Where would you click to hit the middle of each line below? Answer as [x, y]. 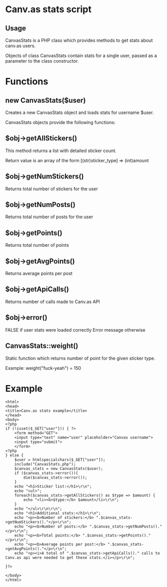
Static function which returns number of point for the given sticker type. [80, 358]
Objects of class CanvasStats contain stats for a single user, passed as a [81, 55]
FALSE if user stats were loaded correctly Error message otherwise [75, 330]
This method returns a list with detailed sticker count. [61, 151]
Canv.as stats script [48, 9]
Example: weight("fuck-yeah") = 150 [43, 368]
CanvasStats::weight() [42, 346]
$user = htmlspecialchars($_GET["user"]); [60, 460]
